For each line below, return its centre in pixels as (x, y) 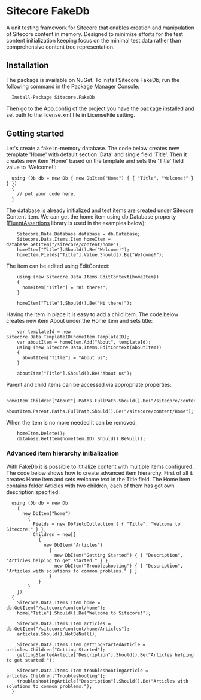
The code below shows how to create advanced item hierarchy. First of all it (100, 473)
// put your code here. (47, 194)
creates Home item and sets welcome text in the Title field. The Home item (98, 479)
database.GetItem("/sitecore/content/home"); (64, 244)
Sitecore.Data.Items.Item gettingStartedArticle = (81, 644)
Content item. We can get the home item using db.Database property (91, 216)
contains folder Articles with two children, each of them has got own (90, 486)
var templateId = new (44, 331)
